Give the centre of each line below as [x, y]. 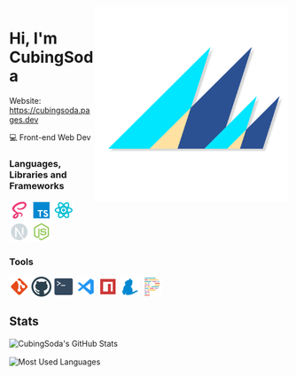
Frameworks [37, 185]
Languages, [35, 163]
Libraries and [38, 175]
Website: [25, 100]
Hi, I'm [33, 39]
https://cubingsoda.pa [50, 110]
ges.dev [24, 119]
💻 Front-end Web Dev [50, 137]
